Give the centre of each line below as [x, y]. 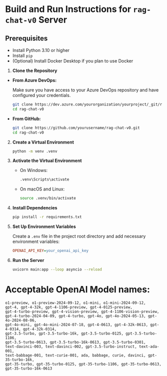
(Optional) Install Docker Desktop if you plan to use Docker [73, 61]
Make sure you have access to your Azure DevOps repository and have [85, 90]
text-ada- [149, 346]
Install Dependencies [35, 208]
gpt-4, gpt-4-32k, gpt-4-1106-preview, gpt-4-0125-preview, [69, 307]
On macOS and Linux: [42, 189]
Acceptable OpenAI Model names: [78, 289]
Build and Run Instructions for [68, 9]
